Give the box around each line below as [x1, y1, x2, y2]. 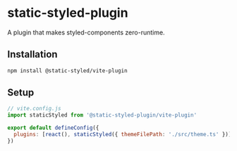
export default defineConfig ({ [7, 124, 99, 131]
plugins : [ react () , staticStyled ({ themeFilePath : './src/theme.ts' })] [13, 131, 232, 138]
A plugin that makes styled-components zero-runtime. [7, 28, 165, 37]
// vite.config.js [7, 105, 61, 112]
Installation [7, 48, 58, 60]
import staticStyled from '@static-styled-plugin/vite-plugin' [7, 112, 197, 119]
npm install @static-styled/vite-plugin [7, 67, 128, 74]
